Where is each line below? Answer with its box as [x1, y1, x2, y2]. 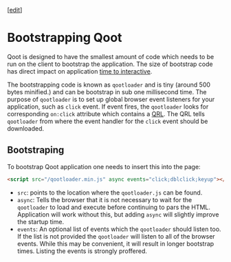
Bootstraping [7, 144, 65, 156]
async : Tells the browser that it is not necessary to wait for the [16, 195, 192, 204]
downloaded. [7, 124, 45, 133]
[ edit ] [7, 6, 23, 14]
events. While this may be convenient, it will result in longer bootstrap [16, 239, 214, 248]
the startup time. [16, 217, 64, 226]
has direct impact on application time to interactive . [7, 67, 153, 75]
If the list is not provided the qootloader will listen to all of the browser [16, 232, 215, 240]
